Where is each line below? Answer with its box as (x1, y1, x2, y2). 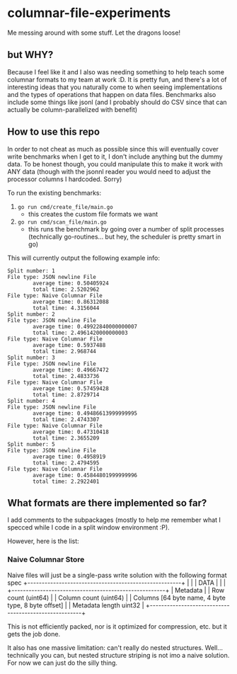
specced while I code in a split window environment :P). (7, 523, 170, 532)
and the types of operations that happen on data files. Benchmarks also (7, 90, 216, 98)
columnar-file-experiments (7, 5, 171, 21)
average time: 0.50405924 (33, 280, 110, 287)
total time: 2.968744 (33, 348, 97, 355)
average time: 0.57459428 (33, 384, 110, 392)
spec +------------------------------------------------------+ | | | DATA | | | (7, 578, 226, 587)
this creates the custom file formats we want (28, 210, 158, 218)
